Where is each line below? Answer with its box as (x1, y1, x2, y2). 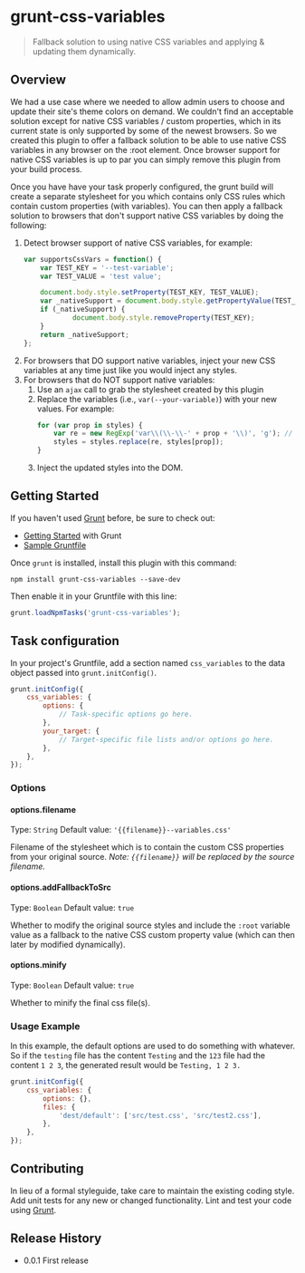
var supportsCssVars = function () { (23, 255, 162, 264)
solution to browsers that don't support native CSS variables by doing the (10, 210, 284, 221)
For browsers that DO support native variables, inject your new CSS (23, 355, 276, 366)
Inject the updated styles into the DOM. (36, 462, 184, 473)
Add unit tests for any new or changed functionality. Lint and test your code (10, 1194, 292, 1206)
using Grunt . (10, 1204, 57, 1215)
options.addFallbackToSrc (10, 882, 111, 892)
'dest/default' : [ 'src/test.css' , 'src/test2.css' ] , (58, 1111, 262, 1120)
